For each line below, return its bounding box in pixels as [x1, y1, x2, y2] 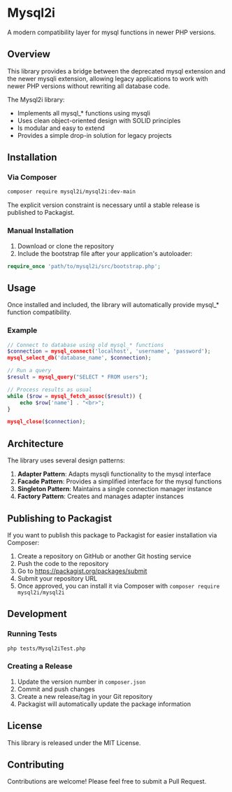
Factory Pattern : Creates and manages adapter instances [17, 492, 184, 501]
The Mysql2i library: [7, 95, 65, 104]
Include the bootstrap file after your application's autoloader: [17, 249, 193, 257]
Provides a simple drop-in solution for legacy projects [17, 131, 173, 139]
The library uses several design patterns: [7, 456, 126, 465]
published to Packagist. [7, 208, 75, 217]
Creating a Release [7, 661, 73, 671]
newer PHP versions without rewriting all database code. [7, 82, 171, 90]
